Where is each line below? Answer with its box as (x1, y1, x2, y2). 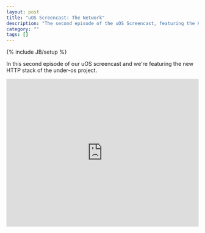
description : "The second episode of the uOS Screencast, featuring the (6, 20, 195, 26)
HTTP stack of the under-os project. (6, 66, 98, 74)
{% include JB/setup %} (6, 48, 67, 56)
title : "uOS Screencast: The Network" (6, 15, 105, 21)
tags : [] (6, 32, 29, 38)
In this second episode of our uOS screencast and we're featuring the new (6, 60, 194, 68)
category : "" (6, 26, 40, 32)
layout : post (6, 9, 40, 15)
